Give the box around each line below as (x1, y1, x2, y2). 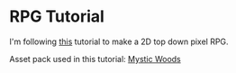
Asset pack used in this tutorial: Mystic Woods (9, 53, 182, 64)
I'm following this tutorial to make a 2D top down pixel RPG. (9, 36, 229, 47)
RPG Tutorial (9, 6, 105, 27)
